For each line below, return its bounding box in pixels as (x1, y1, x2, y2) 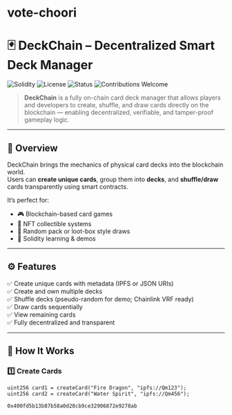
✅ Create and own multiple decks (7, 287, 103, 295)
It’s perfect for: (7, 196, 50, 204)
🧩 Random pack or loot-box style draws (17, 227, 130, 235)
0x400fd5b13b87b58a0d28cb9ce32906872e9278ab (7, 403, 137, 409)
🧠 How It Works (7, 345, 75, 357)
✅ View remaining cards (7, 310, 76, 319)
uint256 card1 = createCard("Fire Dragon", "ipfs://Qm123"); (7, 385, 187, 391)
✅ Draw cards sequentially (7, 302, 83, 311)
